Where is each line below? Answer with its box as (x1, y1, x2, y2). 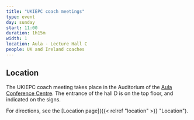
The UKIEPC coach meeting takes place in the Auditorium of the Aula (6, 83, 172, 90)
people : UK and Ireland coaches (6, 47, 85, 52)
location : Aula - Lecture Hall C (6, 41, 88, 47)
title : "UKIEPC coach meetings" (6, 8, 85, 15)
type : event (6, 14, 35, 20)
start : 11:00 (6, 24, 38, 31)
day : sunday (6, 19, 35, 25)
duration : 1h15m (6, 30, 46, 36)
